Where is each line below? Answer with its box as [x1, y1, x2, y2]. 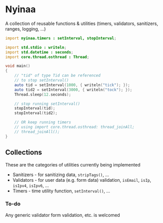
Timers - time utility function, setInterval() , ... [12, 187, 110, 194]
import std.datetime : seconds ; [5, 49, 73, 54]
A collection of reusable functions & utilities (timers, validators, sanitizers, [5, 20, 158, 26]
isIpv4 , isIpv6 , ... [12, 182, 49, 188]
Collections [5, 148, 42, 157]
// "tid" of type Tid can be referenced [14, 73, 101, 78]
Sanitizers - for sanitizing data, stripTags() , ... [12, 172, 109, 178]
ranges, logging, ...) [5, 25, 46, 32]
